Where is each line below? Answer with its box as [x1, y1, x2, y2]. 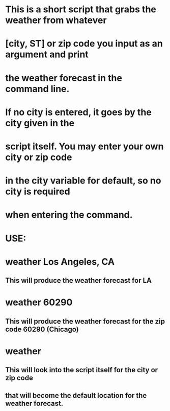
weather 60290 [5, 296, 73, 308]
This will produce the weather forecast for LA [5, 276, 152, 285]
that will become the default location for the [5, 391, 147, 400]
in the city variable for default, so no [5, 175, 161, 187]
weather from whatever [5, 14, 107, 26]
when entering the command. [5, 209, 133, 221]
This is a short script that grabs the [5, 4, 156, 15]
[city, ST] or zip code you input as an [5, 38, 163, 50]
